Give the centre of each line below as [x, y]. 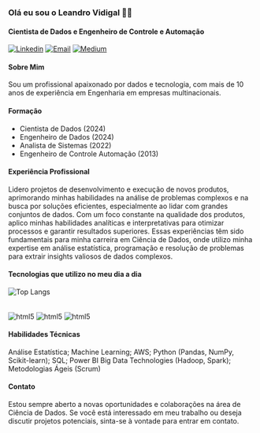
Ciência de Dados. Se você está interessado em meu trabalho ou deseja [125, 412]
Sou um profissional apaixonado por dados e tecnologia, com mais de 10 [126, 84]
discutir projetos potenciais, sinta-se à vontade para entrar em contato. [124, 421]
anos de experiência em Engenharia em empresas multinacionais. [115, 93]
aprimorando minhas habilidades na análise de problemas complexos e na [128, 197]
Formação [25, 110]
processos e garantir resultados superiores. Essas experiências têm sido [126, 231]
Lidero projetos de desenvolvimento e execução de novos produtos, [119, 189]
